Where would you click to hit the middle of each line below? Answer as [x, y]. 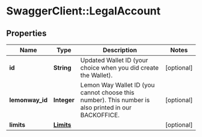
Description [120, 50]
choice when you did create [120, 68]
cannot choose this [107, 93]
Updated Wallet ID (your [114, 60]
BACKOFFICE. [100, 115]
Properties [26, 33]
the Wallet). [96, 75]
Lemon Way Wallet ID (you [118, 85]
